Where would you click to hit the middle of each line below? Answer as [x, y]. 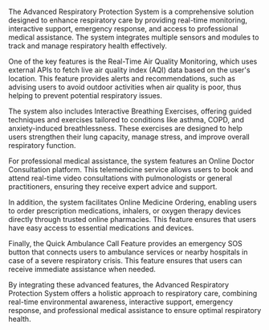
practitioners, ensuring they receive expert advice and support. [113, 187]
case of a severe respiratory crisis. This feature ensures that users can [125, 260]
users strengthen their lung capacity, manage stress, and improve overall [129, 137]
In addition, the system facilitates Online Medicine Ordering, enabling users [132, 202]
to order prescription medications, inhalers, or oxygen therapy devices [125, 211]
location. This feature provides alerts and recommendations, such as [122, 78]
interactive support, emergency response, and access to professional [123, 29]
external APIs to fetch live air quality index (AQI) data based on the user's [129, 70]
